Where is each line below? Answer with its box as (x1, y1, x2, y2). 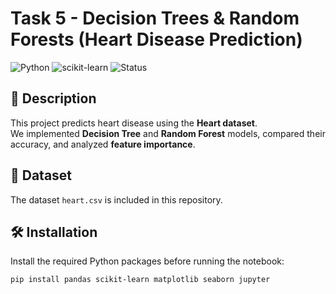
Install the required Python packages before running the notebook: (10, 255, 285, 267)
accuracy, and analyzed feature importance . (10, 138, 196, 150)
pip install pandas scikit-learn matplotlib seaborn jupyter (10, 275, 271, 285)
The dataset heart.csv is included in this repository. (10, 193, 223, 206)
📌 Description (10, 90, 97, 107)
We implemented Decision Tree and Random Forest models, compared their (10, 127, 326, 139)
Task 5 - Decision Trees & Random (10, 7, 300, 30)
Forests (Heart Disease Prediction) (10, 28, 303, 51)
